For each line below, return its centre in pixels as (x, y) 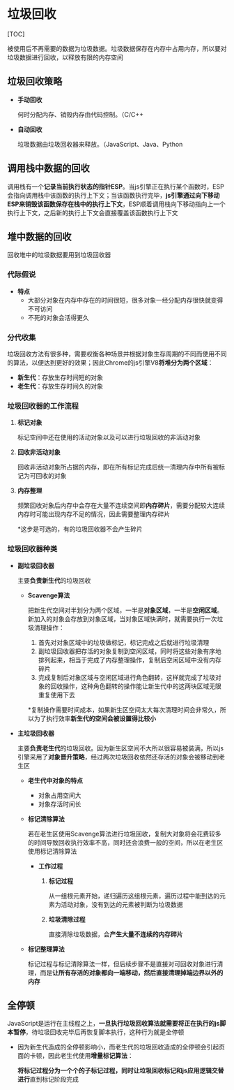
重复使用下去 (56, 695)
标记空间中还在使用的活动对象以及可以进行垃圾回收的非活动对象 (109, 437)
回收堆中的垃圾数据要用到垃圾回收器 (59, 255)
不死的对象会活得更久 (58, 317)
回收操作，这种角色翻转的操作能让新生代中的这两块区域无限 (136, 686)
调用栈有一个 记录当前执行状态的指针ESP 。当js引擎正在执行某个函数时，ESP (116, 187)
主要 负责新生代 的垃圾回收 (54, 580)
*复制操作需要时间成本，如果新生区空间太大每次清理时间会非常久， (124, 709)
